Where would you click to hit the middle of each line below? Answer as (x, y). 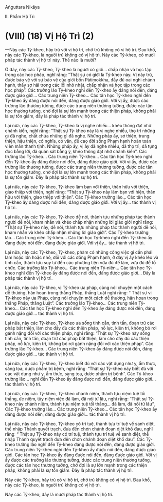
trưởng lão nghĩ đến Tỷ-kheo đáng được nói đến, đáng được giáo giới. (86, 444)
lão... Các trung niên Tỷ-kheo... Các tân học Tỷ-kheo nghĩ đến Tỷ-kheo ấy (79, 237)
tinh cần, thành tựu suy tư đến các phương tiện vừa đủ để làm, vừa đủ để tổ (81, 262)
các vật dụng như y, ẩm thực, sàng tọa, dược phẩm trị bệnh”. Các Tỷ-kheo (79, 374)
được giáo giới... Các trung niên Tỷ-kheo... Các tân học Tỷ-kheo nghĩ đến (78, 95)
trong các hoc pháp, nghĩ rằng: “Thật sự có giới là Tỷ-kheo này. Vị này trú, (79, 75)
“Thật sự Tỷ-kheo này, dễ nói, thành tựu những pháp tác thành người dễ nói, (81, 227)
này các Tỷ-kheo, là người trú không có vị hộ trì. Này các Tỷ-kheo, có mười (80, 55)
